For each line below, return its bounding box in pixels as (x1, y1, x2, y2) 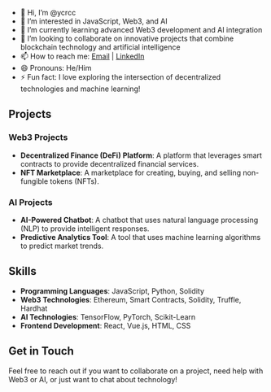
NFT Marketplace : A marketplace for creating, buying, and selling (20, 168, 242, 177)
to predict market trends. (20, 241, 104, 250)
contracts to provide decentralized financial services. (20, 159, 199, 168)
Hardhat (20, 303, 48, 313)
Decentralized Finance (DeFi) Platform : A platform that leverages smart (20, 150, 263, 160)
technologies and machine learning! (20, 84, 141, 94)
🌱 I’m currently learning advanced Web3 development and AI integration (20, 25, 263, 34)
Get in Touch (8, 344, 75, 358)
